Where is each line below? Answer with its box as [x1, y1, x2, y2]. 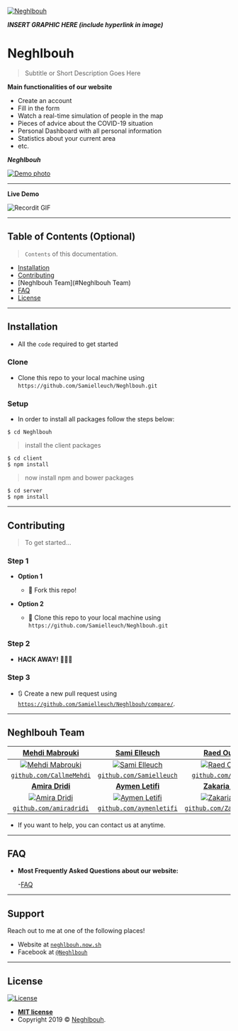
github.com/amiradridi [13, 804, 89, 812]
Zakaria [203, 781, 230, 791]
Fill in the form [17, 104, 60, 112]
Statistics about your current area [17, 134, 115, 142]
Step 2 [7, 639, 30, 649]
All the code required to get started [17, 340, 118, 348]
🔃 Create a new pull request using [17, 689, 118, 698]
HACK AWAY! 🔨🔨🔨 [17, 654, 73, 664]
